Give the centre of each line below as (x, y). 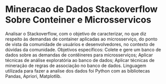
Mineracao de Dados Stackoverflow (81, 9)
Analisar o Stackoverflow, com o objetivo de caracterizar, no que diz (76, 33)
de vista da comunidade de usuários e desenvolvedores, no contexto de (80, 44)
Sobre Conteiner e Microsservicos (78, 20)
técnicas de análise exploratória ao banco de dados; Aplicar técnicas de (80, 60)
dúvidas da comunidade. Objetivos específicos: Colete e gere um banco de (83, 49)
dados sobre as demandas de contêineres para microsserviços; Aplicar (79, 55)
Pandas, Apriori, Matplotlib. (33, 76)
